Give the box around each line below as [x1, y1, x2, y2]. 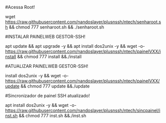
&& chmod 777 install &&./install [17, 54, 82, 60]
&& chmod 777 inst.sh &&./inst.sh [18, 113, 87, 119]
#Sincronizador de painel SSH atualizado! [5, 93, 90, 98]
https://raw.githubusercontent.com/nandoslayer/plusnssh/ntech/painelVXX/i [5, 49, 161, 54]
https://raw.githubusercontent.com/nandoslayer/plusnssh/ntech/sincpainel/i [5, 108, 161, 113]
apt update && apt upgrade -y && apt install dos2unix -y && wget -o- [5, 43, 145, 49]
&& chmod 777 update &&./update [20, 83, 90, 89]
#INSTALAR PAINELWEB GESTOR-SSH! [5, 34, 86, 39]
